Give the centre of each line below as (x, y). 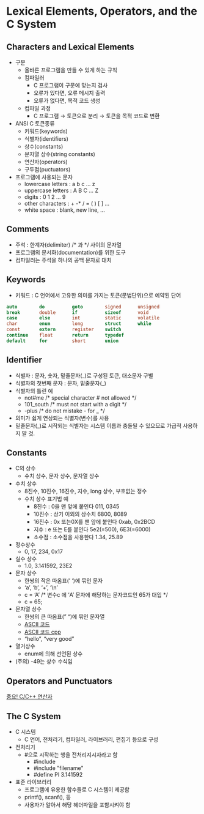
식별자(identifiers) (46, 139)
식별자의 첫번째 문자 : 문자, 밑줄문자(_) (61, 383)
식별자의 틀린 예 (34, 390)
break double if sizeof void (78, 312)
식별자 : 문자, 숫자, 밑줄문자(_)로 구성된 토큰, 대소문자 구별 (84, 375)
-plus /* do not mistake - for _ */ (64, 411)
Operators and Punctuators (60, 681)
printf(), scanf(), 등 (48, 797)
